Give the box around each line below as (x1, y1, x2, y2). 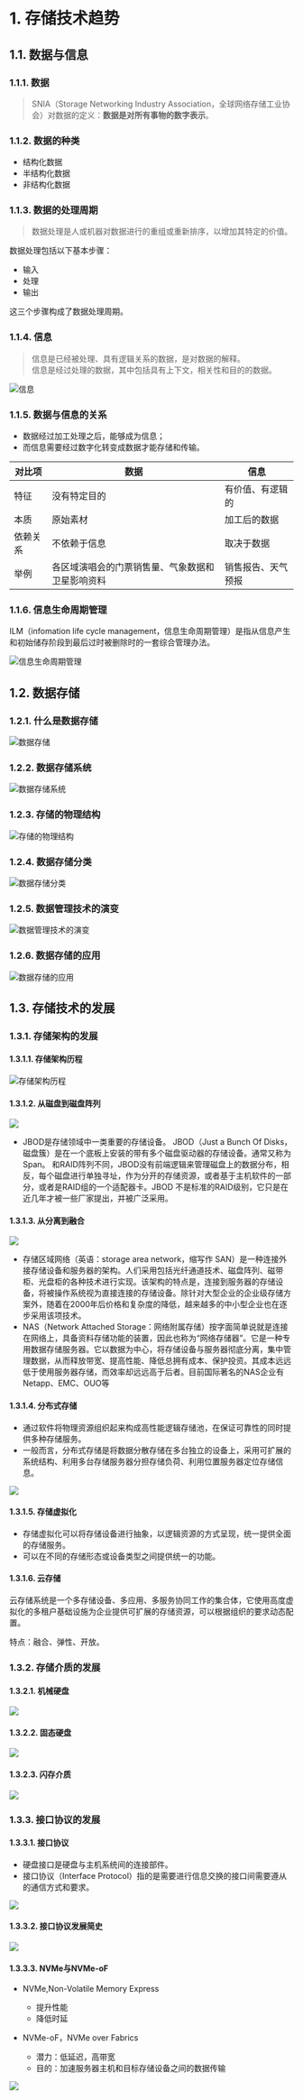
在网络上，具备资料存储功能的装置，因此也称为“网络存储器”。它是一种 (22, 1332, 283, 1344)
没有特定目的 (51, 490, 106, 502)
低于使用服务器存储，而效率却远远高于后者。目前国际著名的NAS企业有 (22, 1367, 284, 1377)
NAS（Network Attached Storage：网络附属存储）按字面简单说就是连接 (22, 1322, 289, 1332)
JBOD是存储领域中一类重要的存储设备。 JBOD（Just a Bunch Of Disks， (22, 1137, 293, 1147)
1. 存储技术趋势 (9, 8, 120, 29)
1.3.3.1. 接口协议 (9, 1837, 69, 1848)
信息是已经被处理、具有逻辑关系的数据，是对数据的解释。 (31, 353, 245, 364)
